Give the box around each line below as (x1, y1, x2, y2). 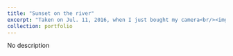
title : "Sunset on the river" (7, 10, 95, 17)
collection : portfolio (7, 23, 73, 29)
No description (7, 42, 50, 50)
